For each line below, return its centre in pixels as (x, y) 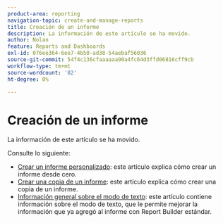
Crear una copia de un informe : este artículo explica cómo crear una (117, 182)
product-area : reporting (44, 14)
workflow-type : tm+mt (39, 66)
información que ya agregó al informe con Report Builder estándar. (115, 212)
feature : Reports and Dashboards (56, 46)
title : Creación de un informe (53, 27)
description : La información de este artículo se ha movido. (99, 33)
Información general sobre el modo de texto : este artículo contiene (115, 197)
